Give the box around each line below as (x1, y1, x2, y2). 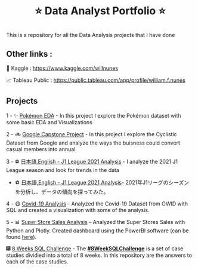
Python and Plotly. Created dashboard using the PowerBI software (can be (6, 227, 189, 234)
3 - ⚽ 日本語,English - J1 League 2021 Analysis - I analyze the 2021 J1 (6, 158, 178, 165)
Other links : (6, 48, 52, 59)
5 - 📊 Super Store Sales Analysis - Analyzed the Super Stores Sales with (6, 218, 185, 225)
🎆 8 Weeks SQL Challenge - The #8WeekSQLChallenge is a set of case (6, 245, 184, 252)
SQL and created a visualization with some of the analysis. (6, 206, 150, 213)
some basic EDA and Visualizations (6, 118, 92, 125)
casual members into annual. (6, 145, 78, 152)
